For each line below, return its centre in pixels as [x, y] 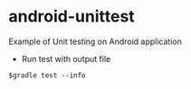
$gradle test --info [48, 75]
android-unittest [72, 17]
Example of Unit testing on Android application [95, 41]
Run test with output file [66, 58]
